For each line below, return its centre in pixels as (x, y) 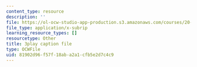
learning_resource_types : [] (42, 33)
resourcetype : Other (31, 38)
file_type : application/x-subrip (47, 28)
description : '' (26, 17)
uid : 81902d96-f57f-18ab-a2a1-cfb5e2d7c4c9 (60, 55)
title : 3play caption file (39, 44)
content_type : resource (35, 11)
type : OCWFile (23, 50)
